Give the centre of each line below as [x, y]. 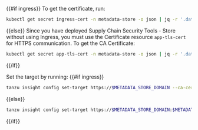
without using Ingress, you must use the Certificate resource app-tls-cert [96, 37]
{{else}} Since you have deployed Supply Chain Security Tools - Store [91, 30]
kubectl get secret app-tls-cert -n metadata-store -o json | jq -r [92, 54]
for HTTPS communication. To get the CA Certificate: [71, 43]
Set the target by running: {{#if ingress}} [55, 77]
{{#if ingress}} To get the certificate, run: [56, 9]
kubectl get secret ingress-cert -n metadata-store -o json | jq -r [92, 19]
